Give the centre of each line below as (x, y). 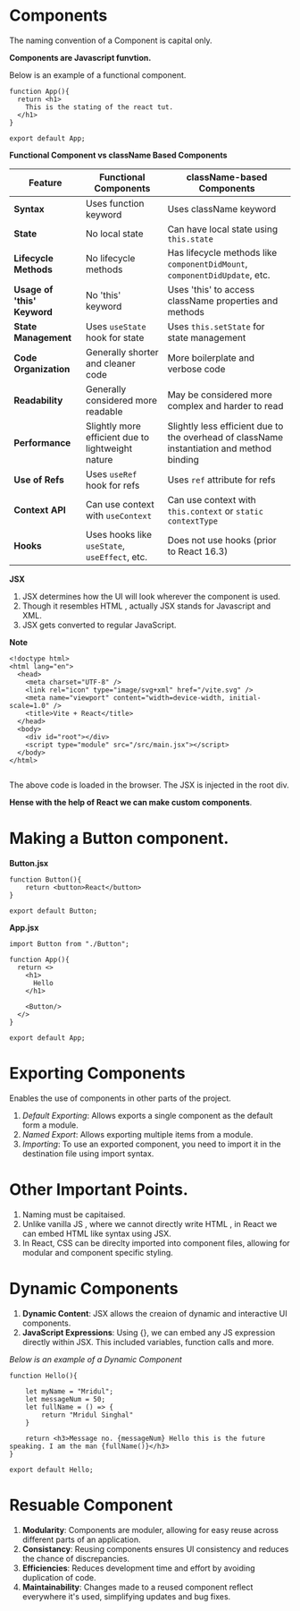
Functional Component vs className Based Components (118, 155)
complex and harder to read (225, 405)
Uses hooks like (119, 534)
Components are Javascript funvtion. (80, 57)
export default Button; (54, 911)
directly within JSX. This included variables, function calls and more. (148, 1342)
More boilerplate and (211, 357)
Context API (40, 509)
